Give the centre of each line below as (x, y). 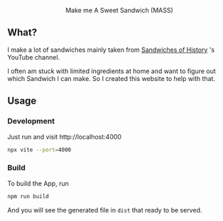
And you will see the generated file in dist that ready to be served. (105, 210)
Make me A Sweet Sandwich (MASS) (119, 10)
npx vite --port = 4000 (39, 150)
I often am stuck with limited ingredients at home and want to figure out (112, 71)
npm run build (28, 196)
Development (31, 122)
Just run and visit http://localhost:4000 (65, 136)
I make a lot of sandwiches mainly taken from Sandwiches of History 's (111, 50)
